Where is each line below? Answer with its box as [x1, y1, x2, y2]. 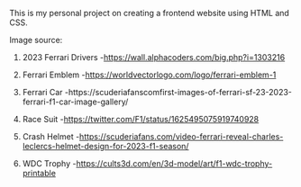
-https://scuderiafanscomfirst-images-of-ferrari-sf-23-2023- [64, 87, 293, 97]
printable [22, 168, 57, 178]
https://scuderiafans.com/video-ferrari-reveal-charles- [79, 131, 284, 142]
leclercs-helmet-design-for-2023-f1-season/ [22, 141, 189, 151]
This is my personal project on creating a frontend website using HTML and [9, 8, 290, 18]
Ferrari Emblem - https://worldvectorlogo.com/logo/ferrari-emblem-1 [22, 69, 277, 80]
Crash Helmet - [22, 131, 80, 142]
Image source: [9, 35, 63, 45]
